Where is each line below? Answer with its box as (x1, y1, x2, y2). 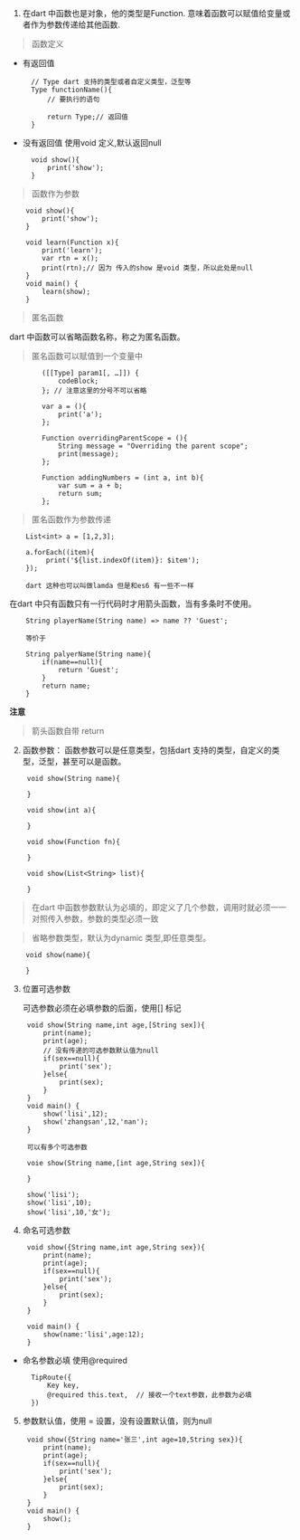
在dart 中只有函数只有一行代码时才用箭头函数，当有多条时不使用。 (9, 598, 257, 609)
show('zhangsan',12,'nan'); (42, 1117, 149, 1126)
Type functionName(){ (31, 85, 113, 94)
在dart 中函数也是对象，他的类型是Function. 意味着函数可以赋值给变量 (22, 8, 283, 18)
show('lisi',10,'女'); (26, 1208, 111, 1217)
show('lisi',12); (42, 1109, 108, 1118)
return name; (42, 681, 91, 690)
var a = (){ (42, 402, 88, 411)
